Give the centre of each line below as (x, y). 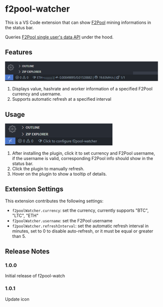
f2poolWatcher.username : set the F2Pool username (62, 220)
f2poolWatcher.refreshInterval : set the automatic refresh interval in (80, 226)
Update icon (17, 299)
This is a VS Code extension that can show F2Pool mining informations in (78, 22)
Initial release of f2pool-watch (35, 276)
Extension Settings (34, 189)
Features (19, 52)
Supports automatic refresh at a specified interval (62, 99)
